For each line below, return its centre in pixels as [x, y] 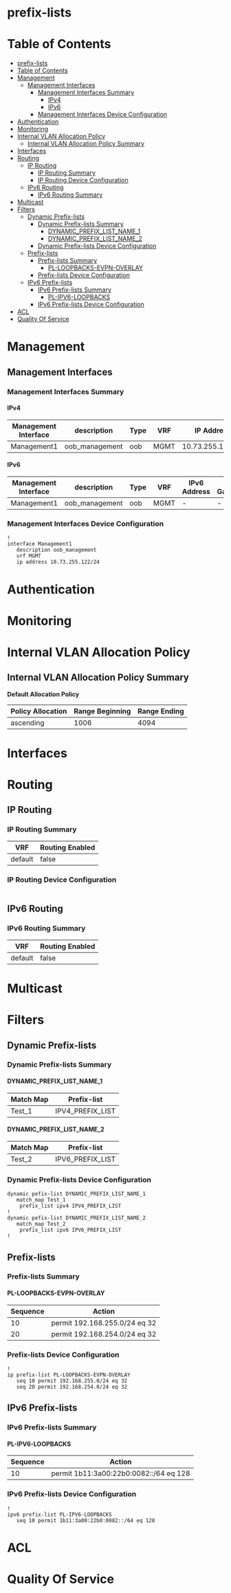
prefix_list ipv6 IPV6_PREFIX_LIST [70, 1230]
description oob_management [56, 550]
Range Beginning [102, 711]
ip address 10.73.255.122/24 [58, 562]
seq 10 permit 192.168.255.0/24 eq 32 [72, 1380]
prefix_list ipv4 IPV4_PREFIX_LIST [70, 1206]
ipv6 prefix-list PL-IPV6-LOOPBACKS [59, 1515]
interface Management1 [40, 544]
